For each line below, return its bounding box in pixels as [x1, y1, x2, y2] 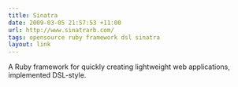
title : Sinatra [8, 11, 58, 20]
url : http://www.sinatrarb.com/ [8, 26, 114, 34]
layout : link [8, 41, 51, 49]
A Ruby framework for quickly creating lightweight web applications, [8, 62, 230, 71]
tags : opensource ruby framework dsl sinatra [8, 33, 160, 42]
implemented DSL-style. [8, 71, 87, 80]
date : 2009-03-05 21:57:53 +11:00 [8, 19, 122, 27]
